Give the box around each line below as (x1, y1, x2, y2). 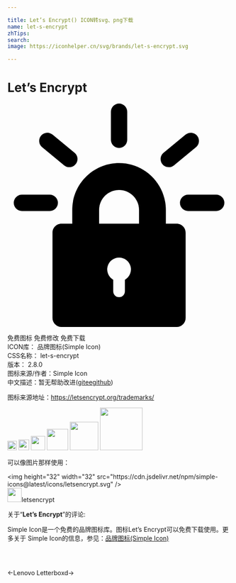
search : (7, 36, 30, 43)
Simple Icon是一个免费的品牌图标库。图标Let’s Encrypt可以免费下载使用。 (7, 526, 223, 534)
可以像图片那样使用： (7, 458, 69, 467)
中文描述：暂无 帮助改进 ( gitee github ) (7, 378, 113, 387)
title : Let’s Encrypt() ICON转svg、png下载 (7, 16, 133, 23)
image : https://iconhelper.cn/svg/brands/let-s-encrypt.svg (7, 43, 189, 50)
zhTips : (7, 30, 30, 37)
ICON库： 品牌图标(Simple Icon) (7, 343, 101, 351)
